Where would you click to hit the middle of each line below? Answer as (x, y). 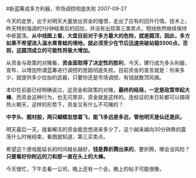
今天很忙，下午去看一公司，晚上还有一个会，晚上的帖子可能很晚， (85, 169)
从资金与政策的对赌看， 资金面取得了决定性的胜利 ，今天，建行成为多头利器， (98, 63)
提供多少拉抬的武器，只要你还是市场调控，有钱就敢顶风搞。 (93, 77)
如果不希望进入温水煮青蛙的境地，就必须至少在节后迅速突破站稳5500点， (94, 43)
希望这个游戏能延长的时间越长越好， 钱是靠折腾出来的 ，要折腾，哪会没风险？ (98, 149)
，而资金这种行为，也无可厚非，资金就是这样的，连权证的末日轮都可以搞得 (101, 97)
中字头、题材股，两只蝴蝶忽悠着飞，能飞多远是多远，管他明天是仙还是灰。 (95, 117)
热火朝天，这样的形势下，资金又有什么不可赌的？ (65, 105)
